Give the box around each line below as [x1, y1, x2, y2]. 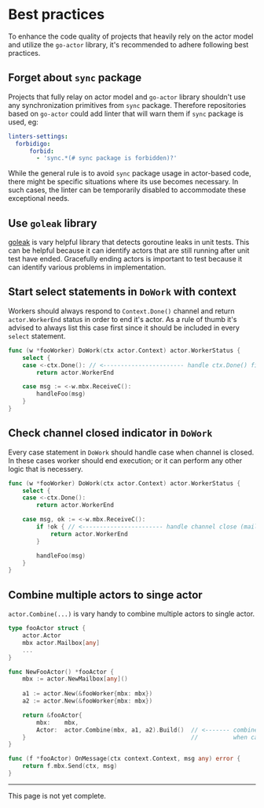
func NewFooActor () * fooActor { [8, 668, 114, 676]
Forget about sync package [8, 71, 142, 84]
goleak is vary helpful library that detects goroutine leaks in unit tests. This [8, 238, 250, 247]
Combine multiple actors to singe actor [8, 588, 203, 602]
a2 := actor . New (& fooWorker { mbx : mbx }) [22, 697, 153, 705]
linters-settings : [8, 132, 68, 140]
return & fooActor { [22, 711, 82, 719]
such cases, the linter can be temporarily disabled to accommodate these [8, 185, 246, 195]
